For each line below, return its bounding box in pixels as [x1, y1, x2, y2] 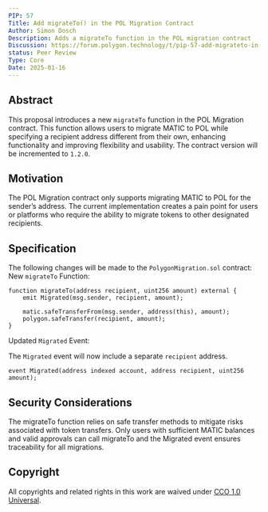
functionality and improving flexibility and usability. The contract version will [8, 140, 258, 150]
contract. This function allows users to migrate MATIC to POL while [8, 123, 229, 133]
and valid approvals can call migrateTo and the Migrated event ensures [8, 434, 241, 443]
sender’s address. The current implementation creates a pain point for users [8, 202, 258, 211]
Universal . [8, 495, 41, 505]
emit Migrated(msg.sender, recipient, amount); [22, 294, 183, 302]
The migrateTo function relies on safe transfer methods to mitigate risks [8, 417, 243, 426]
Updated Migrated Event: [8, 336, 90, 346]
